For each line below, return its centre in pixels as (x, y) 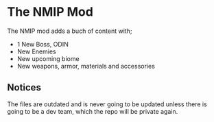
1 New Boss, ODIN (43, 44)
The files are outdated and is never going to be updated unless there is (107, 104)
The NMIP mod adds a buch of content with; (70, 31)
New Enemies (36, 51)
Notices (24, 87)
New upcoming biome (48, 58)
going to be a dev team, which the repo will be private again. (93, 111)
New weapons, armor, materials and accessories (86, 66)
